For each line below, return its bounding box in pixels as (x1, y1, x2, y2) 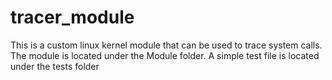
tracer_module (10, 6, 135, 29)
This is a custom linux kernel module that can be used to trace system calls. (10, 39, 323, 51)
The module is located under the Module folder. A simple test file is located (10, 49, 320, 61)
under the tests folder (10, 60, 100, 72)
